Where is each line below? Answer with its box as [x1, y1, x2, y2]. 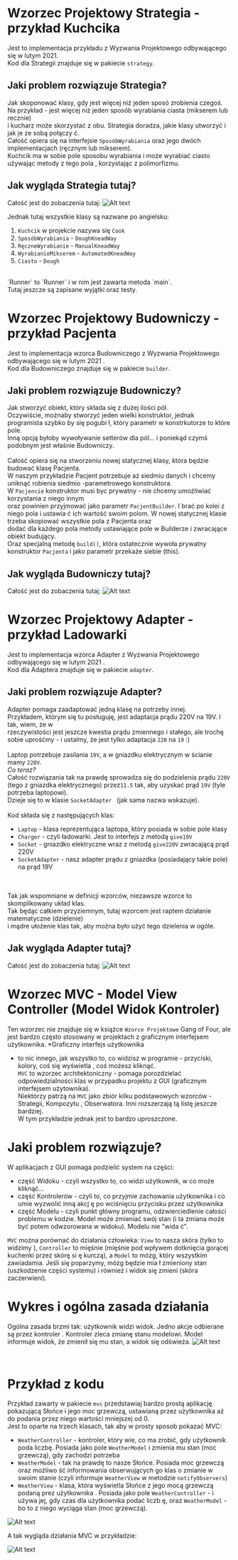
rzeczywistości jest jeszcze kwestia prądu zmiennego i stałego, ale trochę [7, 728, 224, 736]
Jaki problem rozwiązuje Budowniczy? [7, 384, 182, 397]
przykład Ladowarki [7, 627, 127, 643]
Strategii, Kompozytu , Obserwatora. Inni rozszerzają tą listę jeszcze [17, 1099, 217, 1108]
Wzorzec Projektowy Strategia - [7, 5, 200, 21]
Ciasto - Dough [17, 256, 60, 265]
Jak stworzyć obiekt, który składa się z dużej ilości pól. [7, 404, 168, 412]
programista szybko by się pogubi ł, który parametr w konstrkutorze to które [7, 419, 231, 427]
